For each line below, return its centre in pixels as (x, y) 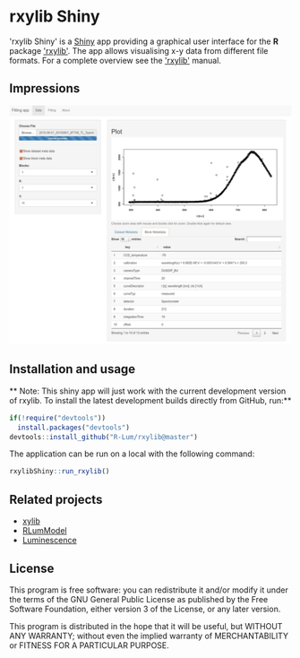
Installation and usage (73, 369)
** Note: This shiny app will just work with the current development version (148, 391)
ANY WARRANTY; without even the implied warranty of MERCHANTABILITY (149, 636)
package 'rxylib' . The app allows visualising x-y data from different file (139, 50)
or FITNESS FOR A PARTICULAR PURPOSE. (90, 645)
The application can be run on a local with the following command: (132, 454)
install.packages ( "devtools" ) (73, 428)
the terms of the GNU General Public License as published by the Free (139, 599)
